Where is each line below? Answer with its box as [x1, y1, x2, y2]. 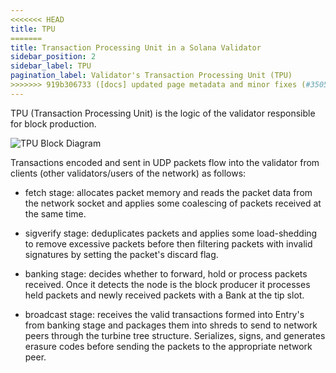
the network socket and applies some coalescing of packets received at [24, 197, 322, 209]
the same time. [24, 207, 87, 220]
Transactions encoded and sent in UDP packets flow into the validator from [10, 156, 320, 168]
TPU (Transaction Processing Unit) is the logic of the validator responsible [10, 107, 316, 119]
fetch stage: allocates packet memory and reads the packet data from [24, 186, 313, 198]
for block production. [10, 117, 97, 130]
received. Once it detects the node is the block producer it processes [24, 278, 311, 290]
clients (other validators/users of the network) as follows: [10, 167, 247, 179]
